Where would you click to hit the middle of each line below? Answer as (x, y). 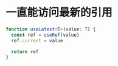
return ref (25, 52)
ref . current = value (37, 40)
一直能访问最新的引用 (59, 13)
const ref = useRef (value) (45, 35)
